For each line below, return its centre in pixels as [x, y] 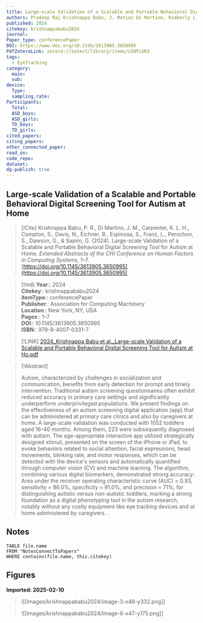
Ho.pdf [30, 354]
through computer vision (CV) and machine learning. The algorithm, [105, 468]
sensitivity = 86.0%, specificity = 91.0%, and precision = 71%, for [102, 487]
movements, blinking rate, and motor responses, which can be [99, 455]
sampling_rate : [31, 96]
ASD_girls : [25, 119]
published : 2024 [27, 23]
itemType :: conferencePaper [57, 297]
